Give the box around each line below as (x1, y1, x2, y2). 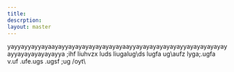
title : (7, 10, 27, 17)
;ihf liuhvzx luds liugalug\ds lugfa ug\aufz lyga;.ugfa (66, 50, 216, 58)
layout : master (7, 23, 52, 30)
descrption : (7, 17, 42, 24)
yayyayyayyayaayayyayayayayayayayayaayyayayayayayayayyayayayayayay (7, 43, 228, 51)
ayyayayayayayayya (7, 50, 65, 58)
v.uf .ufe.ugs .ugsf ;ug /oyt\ (7, 57, 86, 66)
